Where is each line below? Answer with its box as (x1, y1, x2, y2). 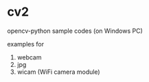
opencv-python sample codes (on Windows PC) (7, 27, 143, 35)
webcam (16, 53, 42, 61)
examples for (7, 40, 45, 48)
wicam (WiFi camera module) (16, 68, 101, 76)
